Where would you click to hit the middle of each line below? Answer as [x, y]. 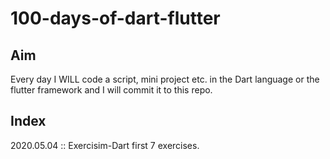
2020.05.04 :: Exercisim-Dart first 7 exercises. [105, 145]
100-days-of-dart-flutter [115, 18]
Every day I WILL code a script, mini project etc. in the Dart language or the [165, 79]
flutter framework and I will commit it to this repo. [111, 90]
